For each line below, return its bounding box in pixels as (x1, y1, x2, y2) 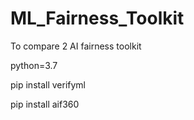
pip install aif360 (10, 98, 80, 110)
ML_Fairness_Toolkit (10, 7, 185, 30)
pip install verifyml (10, 78, 87, 91)
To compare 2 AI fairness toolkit (10, 40, 142, 52)
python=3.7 (10, 59, 58, 71)
